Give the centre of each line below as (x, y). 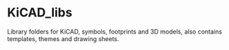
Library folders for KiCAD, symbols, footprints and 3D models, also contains (115, 32)
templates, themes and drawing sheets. (63, 38)
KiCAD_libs (40, 13)
